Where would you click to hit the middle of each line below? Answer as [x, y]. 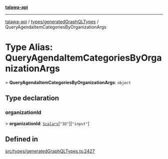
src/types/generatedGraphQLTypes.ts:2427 [50, 151]
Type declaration [32, 98]
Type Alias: [29, 47]
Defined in [22, 139]
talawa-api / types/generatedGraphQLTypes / [52, 22]
